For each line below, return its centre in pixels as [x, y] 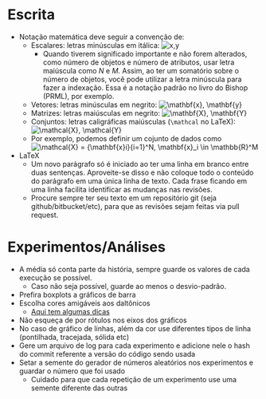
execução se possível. [55, 278]
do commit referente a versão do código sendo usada [107, 354]
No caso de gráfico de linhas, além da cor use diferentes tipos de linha [135, 328]
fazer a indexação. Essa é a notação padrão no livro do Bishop [145, 87]
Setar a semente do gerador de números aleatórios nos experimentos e [136, 362]
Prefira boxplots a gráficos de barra [77, 294]
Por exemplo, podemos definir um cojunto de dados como [126, 138]
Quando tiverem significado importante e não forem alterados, [145, 53]
